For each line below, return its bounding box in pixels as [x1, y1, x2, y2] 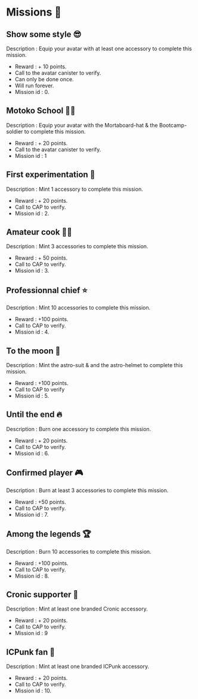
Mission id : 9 [14, 630, 48, 637]
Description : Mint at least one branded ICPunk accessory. [6, 663, 150, 670]
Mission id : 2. [14, 209, 49, 217]
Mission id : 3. [14, 267, 49, 274]
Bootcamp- [159, 121, 187, 129]
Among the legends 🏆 [6, 529, 91, 539]
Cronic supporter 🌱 [6, 589, 79, 600]
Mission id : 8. [14, 572, 49, 579]
